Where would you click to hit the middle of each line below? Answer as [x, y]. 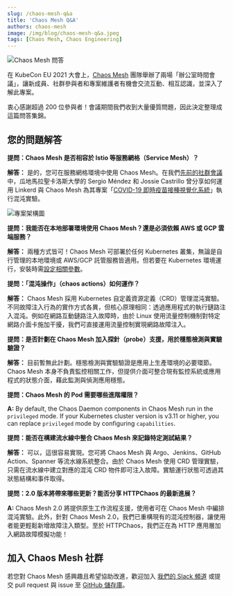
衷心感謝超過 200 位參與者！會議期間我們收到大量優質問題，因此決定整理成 [115, 107]
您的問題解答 [35, 140]
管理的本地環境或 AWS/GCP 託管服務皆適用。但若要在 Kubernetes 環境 [114, 260]
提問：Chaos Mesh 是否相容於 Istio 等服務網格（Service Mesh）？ [103, 158]
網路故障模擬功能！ [40, 534]
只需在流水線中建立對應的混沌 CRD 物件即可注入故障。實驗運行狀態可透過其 [115, 470]
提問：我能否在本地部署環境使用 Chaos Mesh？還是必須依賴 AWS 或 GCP [112, 228]
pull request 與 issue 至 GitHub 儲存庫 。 [72, 585]
